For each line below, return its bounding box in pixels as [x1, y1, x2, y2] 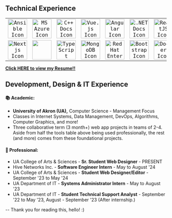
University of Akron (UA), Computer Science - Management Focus [12, 108, 155, 114]
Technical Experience [5, 4, 76, 13]
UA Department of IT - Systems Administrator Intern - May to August [12, 180, 161, 186]
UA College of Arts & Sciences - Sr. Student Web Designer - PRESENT [12, 158, 163, 165]
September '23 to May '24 [12, 174, 69, 181]
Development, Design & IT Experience [5, 80, 128, 89]
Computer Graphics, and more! [12, 119, 78, 125]
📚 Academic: [5, 94, 35, 101]
